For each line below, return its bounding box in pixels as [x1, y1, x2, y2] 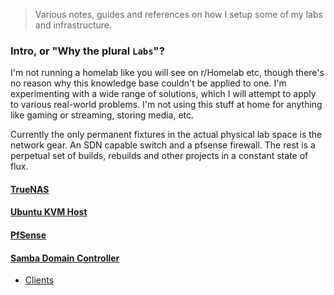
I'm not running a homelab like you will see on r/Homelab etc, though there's [10, 67, 325, 79]
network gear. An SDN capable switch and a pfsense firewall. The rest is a [10, 139, 316, 151]
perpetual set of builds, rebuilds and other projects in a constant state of [10, 150, 309, 162]
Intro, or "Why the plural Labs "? [10, 44, 165, 58]
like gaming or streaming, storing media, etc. [10, 109, 195, 121]
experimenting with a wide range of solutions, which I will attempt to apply [10, 88, 317, 100]
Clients [24, 274, 55, 286]
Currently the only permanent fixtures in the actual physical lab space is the [10, 129, 323, 141]
